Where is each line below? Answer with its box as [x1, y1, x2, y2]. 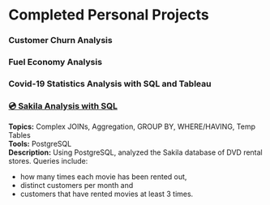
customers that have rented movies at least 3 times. [19, 189, 194, 199]
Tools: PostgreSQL [8, 139, 72, 149]
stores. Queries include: [8, 156, 88, 166]
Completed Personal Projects [8, 6, 209, 24]
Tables [8, 130, 31, 140]
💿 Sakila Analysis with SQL [8, 100, 118, 111]
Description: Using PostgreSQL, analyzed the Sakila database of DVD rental [8, 147, 264, 157]
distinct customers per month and [19, 181, 134, 190]
